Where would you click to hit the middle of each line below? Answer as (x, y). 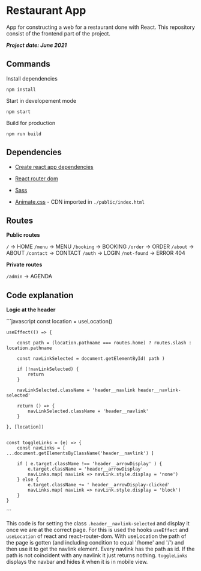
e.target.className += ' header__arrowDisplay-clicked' (99, 485)
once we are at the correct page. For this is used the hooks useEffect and (97, 530)
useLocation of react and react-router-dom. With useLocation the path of (96, 536)
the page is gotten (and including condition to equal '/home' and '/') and (95, 543)
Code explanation (40, 295)
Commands (28, 64)
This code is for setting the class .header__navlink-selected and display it (98, 524)
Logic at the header (31, 310)
